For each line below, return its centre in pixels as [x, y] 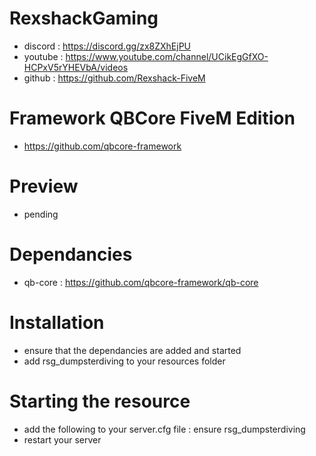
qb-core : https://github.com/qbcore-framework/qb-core [141, 282]
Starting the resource [100, 401]
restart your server [62, 439]
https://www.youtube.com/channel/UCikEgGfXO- [167, 56]
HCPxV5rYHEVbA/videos [76, 67]
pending [41, 214]
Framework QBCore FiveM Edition [152, 118]
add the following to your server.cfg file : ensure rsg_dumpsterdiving [164, 429]
